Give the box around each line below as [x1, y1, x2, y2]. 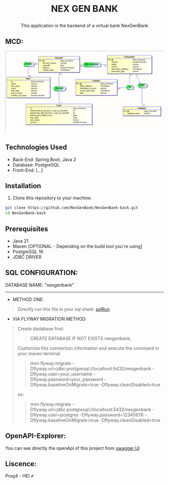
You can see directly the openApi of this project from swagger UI [5, 445, 140, 451]
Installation [5, 182, 41, 190]
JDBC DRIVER [12, 254, 42, 260]
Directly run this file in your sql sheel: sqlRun [17, 306, 110, 312]
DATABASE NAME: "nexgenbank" [5, 282, 74, 288]
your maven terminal [17, 350, 60, 356]
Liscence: [5, 460, 37, 468]
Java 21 [12, 238, 29, 244]
